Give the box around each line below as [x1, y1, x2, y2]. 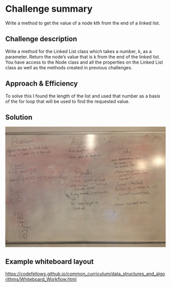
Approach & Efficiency [5, 80, 78, 88]
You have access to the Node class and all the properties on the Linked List [5, 59, 163, 65]
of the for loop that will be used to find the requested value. [5, 98, 130, 105]
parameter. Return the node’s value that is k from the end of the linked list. [5, 54, 160, 60]
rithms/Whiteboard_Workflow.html [5, 276, 77, 282]
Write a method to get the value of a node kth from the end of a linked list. [5, 20, 160, 26]
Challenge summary [5, 3, 93, 15]
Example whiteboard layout [5, 257, 94, 266]
